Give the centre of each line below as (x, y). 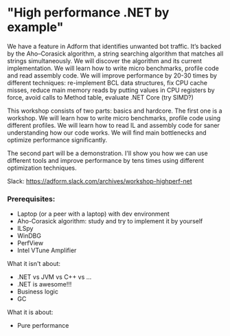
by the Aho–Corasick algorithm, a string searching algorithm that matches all (115, 54)
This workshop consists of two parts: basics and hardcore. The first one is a (115, 111)
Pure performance (43, 326)
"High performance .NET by (88, 13)
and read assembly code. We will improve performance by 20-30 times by (112, 75)
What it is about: (30, 312)
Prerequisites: (31, 199)
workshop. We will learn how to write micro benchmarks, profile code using (114, 117)
